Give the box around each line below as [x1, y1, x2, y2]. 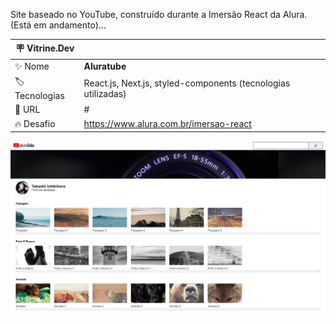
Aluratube [83, 60, 127, 73]
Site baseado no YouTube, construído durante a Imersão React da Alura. [10, 9, 308, 20]
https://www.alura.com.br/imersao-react [83, 118, 252, 129]
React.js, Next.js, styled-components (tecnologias [83, 77, 291, 89]
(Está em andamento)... [10, 19, 107, 31]
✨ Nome [14, 60, 50, 72]
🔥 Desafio [14, 117, 56, 129]
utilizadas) [83, 87, 127, 99]
